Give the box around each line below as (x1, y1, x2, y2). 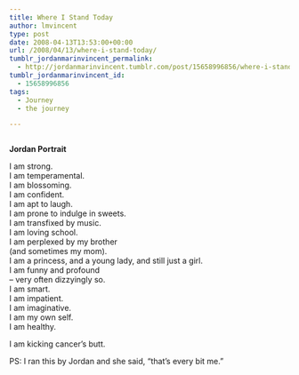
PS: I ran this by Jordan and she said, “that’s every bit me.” (9, 356, 224, 367)
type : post (9, 29, 50, 38)
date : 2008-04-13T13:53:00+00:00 (9, 37, 133, 47)
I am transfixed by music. (9, 218, 102, 228)
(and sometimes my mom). (9, 246, 108, 257)
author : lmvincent (9, 21, 77, 30)
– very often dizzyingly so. (9, 275, 106, 285)
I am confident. (9, 189, 65, 200)
